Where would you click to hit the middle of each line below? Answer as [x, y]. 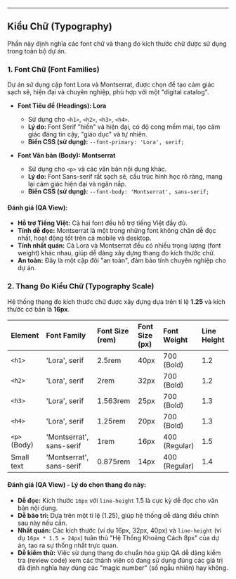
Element [25, 335]
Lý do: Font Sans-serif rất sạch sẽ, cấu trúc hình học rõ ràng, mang [125, 177]
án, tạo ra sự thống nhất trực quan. [68, 545]
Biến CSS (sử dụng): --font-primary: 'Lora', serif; [106, 142]
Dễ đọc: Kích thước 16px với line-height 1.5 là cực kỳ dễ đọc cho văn [118, 500]
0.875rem [114, 462]
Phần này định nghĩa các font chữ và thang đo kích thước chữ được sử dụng [117, 44]
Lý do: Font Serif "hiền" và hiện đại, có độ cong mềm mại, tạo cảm [124, 127]
